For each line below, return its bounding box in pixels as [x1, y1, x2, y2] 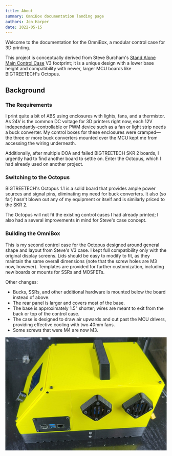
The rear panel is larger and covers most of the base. [12, 300, 125, 306]
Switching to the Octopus [5, 173, 70, 181]
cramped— [137, 129, 161, 135]
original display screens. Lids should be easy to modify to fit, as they [5, 252, 150, 259]
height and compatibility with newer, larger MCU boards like [5, 66, 132, 72]
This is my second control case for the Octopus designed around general [5, 242, 160, 248]
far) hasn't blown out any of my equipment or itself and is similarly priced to [5, 196, 165, 203]
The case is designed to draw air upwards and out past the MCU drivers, [12, 316, 166, 322]
